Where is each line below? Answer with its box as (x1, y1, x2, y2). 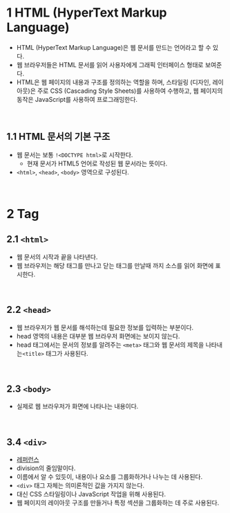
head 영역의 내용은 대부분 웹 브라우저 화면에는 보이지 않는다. (16, 332, 180, 340)
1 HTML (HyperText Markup (6, 5, 167, 21)
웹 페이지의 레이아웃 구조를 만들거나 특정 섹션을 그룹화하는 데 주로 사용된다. (16, 498, 220, 507)
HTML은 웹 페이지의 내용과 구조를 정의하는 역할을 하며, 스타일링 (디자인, (16, 78, 211, 86)
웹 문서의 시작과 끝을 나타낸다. (16, 253, 98, 261)
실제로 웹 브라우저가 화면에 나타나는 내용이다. (16, 402, 139, 411)
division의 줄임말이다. (16, 464, 76, 472)
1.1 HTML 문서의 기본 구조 (6, 131, 111, 143)
